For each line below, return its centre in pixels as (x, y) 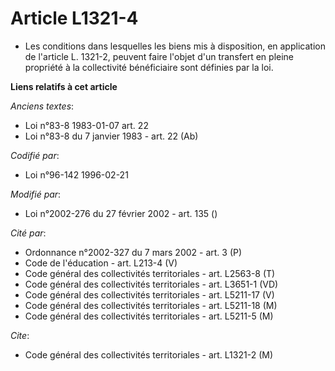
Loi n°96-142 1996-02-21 (76, 174)
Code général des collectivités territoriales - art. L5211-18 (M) (151, 305)
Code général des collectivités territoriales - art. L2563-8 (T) (150, 273)
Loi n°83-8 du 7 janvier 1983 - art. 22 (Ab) (111, 136)
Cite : (20, 335)
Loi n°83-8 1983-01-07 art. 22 (86, 125)
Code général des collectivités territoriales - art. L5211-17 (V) (149, 294)
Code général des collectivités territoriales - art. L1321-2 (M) (148, 354)
